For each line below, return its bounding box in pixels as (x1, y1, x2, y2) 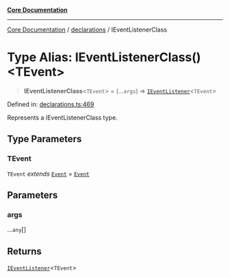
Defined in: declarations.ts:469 (7, 100, 94, 108)
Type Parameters (7, 133, 82, 145)
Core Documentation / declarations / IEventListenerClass (7, 25, 168, 34)
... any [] (7, 226, 26, 234)
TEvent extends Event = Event (7, 170, 90, 178)
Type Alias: (7, 49, 73, 65)
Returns (7, 245, 42, 257)
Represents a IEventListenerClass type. (7, 113, 118, 121)
